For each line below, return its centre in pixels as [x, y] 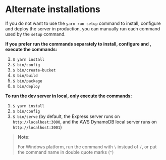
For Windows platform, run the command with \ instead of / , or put [87, 147]
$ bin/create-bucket [34, 70]
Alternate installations [53, 9]
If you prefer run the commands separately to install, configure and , [78, 44]
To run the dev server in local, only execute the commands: [69, 96]
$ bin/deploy [26, 86]
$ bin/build [25, 75]
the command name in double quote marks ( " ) [66, 152]
